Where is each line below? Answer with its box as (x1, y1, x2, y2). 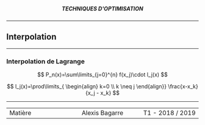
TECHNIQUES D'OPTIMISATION (62, 5, 143, 12)
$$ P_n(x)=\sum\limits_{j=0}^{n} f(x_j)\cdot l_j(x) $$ (37, 71, 168, 79)
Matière (9, 109, 32, 117)
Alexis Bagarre (81, 109, 124, 117)
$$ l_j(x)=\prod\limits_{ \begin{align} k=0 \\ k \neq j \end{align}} (7, 83, 167, 90)
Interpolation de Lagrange (6, 57, 85, 65)
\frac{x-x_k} (167, 83, 198, 90)
